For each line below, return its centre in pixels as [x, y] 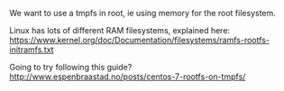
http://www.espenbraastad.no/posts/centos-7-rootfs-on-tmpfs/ [128, 77]
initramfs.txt [32, 50]
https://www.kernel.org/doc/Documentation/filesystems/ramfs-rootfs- [140, 40]
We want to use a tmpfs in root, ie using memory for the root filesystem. [143, 13]
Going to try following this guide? [71, 67]
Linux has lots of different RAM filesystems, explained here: [120, 30]
